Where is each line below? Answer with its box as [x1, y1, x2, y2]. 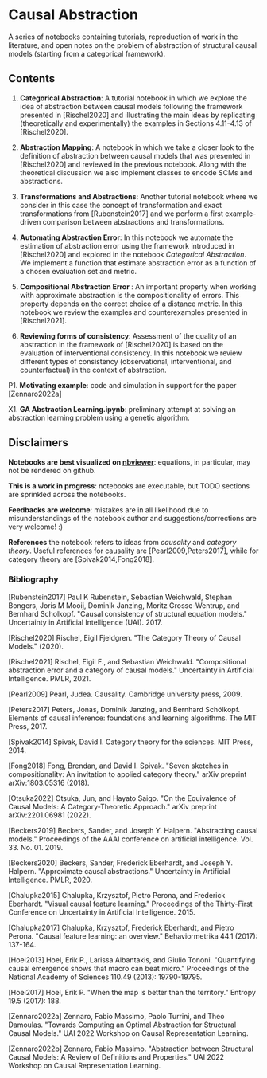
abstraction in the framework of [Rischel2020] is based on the [19, 339, 224, 349]
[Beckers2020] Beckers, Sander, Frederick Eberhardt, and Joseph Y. [8, 858, 233, 868]
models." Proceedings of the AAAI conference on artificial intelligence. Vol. [8, 834, 253, 844]
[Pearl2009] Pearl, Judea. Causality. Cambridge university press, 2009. [8, 689, 242, 699]
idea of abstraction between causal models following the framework [19, 101, 243, 111]
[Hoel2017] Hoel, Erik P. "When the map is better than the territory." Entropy [8, 987, 257, 997]
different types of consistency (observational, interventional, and [19, 356, 232, 366]
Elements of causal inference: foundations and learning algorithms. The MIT [8, 713, 257, 723]
